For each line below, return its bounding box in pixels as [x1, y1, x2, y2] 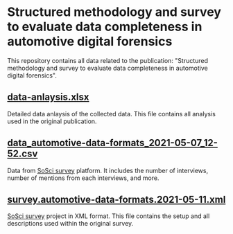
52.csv [7, 148, 38, 160]
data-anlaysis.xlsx [7, 91, 89, 103]
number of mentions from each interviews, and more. [7, 174, 159, 182]
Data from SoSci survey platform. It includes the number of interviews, [7, 166, 209, 174]
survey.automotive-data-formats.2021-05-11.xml [7, 193, 226, 205]
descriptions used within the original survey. [7, 219, 134, 228]
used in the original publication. [7, 117, 97, 125]
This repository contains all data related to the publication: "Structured [7, 56, 209, 64]
